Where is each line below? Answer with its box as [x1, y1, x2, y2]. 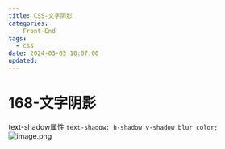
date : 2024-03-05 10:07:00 [8, 49, 99, 57]
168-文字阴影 [8, 94, 97, 113]
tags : [8, 34, 27, 43]
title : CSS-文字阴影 [8, 11, 73, 20]
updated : [8, 57, 38, 65]
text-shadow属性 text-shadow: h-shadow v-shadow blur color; [8, 122, 219, 131]
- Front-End [15, 27, 56, 35]
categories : [8, 19, 48, 27]
